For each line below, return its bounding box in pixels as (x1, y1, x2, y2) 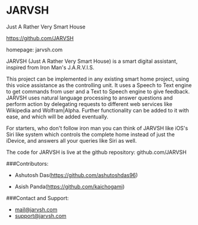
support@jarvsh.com (14, 212, 67, 219)
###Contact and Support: (6, 194, 70, 201)
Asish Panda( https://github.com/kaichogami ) (14, 183, 125, 190)
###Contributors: (6, 160, 49, 167)
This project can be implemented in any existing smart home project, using (6, 75, 189, 82)
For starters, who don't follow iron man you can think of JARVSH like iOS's (6, 124, 188, 131)
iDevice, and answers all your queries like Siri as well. (6, 137, 137, 144)
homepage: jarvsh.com (6, 46, 63, 53)
